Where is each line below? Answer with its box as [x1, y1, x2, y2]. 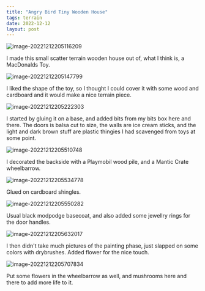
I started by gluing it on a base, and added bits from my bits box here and [6, 115, 192, 122]
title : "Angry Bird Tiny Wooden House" [6, 9, 108, 15]
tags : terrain [6, 15, 43, 21]
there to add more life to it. [6, 279, 73, 286]
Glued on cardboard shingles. [6, 188, 81, 196]
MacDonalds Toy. [6, 61, 50, 68]
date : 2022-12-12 [6, 20, 51, 26]
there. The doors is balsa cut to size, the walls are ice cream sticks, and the [6, 122, 196, 129]
